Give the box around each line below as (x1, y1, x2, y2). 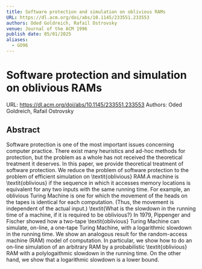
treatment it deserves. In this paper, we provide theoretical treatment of (6, 160, 184, 167)
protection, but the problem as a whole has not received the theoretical (6, 153, 183, 161)
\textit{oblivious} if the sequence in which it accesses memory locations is (6, 179, 191, 187)
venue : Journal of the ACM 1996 (6, 25, 87, 32)
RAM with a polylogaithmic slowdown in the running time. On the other (6, 249, 181, 256)
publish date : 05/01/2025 (6, 31, 71, 37)
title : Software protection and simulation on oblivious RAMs (6, 8, 166, 15)
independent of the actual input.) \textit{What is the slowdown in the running (6, 205, 196, 212)
